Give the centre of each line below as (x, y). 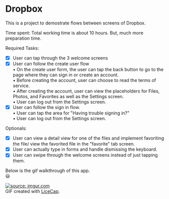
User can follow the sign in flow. (46, 107)
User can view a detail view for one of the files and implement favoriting (88, 138)
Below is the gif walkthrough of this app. (48, 170)
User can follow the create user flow (51, 64)
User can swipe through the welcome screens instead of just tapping (85, 155)
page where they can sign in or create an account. (66, 75)
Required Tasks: (22, 48)
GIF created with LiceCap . (33, 191)
